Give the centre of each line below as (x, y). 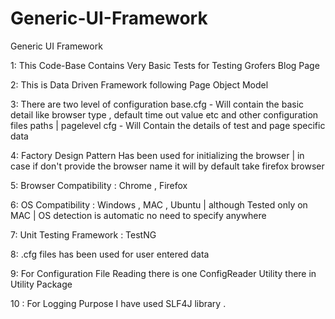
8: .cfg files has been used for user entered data (110, 254)
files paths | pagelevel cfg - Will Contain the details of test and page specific (168, 125)
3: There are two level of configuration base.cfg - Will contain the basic (157, 104)
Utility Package (41, 284)
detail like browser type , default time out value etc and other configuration (164, 114)
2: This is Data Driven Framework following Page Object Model (139, 84)
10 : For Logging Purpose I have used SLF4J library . (118, 303)
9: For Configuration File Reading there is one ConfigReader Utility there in (163, 273)
